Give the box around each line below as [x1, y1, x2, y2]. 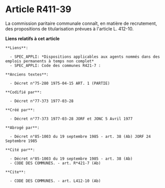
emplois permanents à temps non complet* [5, 58, 94, 64]
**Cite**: [5, 169, 26, 174]
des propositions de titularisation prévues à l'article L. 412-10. [5, 25, 134, 31]
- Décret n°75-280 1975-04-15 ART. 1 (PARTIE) [10, 81, 110, 86]
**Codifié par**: [5, 90, 42, 95]
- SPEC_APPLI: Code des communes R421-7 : [10, 63, 101, 68]
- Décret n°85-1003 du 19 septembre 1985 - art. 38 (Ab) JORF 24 [10, 134, 151, 139]
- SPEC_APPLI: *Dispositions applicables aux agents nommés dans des [10, 54, 160, 59]
